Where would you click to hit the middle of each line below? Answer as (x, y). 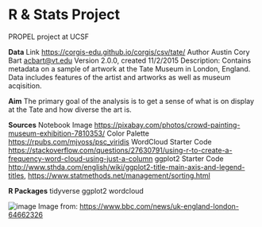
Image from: (58, 206)
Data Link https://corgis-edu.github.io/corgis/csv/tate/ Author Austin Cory (129, 52)
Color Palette (128, 133)
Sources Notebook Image (50, 125)
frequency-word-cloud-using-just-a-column (81, 158)
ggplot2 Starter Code (189, 158)
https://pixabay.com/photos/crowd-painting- (167, 125)
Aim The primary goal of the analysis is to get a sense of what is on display (131, 101)
